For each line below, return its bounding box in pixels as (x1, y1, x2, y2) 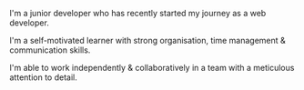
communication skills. (9, 45, 91, 55)
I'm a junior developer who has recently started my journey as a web (9, 8, 267, 18)
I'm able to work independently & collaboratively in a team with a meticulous (9, 63, 295, 73)
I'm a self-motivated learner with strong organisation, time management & (9, 35, 287, 45)
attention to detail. (9, 72, 77, 83)
